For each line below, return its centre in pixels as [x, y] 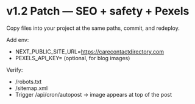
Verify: [15, 70]
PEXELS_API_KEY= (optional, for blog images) [73, 58]
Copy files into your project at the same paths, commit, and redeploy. [93, 28]
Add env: [18, 40]
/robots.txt [28, 81]
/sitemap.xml [31, 88]
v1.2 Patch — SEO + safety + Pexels [98, 11]
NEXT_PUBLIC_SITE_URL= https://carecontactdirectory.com [90, 51]
